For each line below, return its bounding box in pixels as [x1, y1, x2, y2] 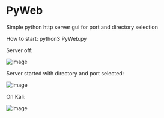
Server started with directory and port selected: [6, 69, 124, 77]
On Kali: [6, 93, 26, 100]
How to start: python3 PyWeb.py [6, 35, 87, 42]
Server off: [6, 46, 33, 54]
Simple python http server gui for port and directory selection [6, 23, 158, 31]
